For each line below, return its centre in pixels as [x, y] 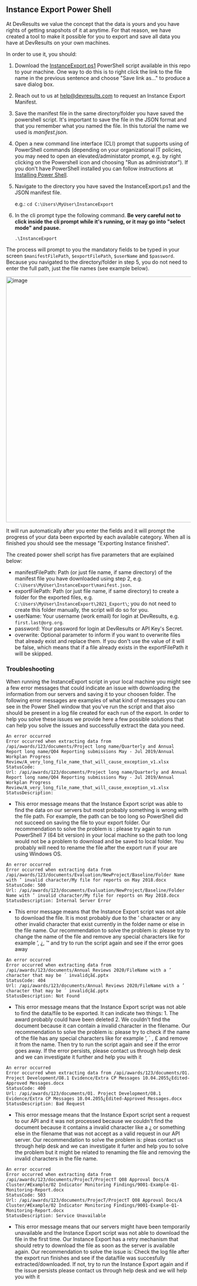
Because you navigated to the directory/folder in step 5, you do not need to [97, 262]
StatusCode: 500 [26, 886]
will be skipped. [33, 654]
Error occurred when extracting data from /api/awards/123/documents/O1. [98, 1073]
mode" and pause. [38, 228]
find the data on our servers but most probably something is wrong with [101, 810]
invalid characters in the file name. [56, 1159]
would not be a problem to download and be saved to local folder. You [99, 841]
